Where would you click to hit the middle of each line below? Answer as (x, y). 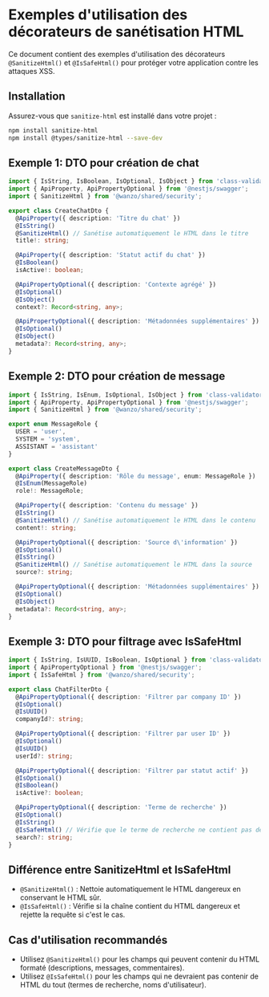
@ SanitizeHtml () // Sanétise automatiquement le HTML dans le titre (132, 233)
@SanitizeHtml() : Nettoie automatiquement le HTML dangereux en (130, 889)
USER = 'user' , (41, 432)
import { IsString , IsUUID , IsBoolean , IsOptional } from (107, 660)
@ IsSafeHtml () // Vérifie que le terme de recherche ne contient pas (134, 830)
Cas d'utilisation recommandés (88, 940)
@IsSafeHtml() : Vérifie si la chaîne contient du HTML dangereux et (130, 906)
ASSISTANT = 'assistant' (57, 446)
